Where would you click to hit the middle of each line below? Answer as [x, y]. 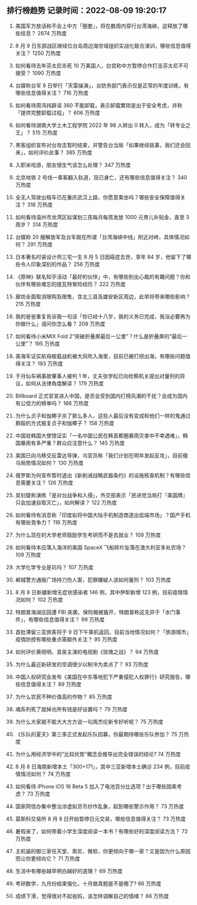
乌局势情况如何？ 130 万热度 [49, 463]
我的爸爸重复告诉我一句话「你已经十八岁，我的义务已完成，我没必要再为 [103, 316]
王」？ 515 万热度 [36, 132]
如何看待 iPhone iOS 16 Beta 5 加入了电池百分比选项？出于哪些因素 [96, 786]
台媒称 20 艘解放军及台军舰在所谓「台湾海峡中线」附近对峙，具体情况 [100, 237]
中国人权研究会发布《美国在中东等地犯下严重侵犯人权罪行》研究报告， [100, 677]
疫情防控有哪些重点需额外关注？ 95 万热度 [66, 639]
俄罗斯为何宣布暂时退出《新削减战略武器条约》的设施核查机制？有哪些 [100, 475]
